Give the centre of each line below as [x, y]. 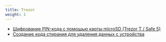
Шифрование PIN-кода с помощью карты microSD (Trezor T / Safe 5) [87, 28]
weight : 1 [16, 14]
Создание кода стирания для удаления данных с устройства [78, 34]
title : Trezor [20, 10]
